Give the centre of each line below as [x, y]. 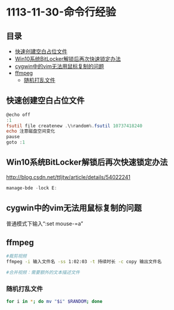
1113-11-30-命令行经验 [61, 12]
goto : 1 [16, 143]
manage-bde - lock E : [32, 188]
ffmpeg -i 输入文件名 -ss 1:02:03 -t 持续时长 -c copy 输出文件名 [84, 262]
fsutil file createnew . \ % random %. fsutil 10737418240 [74, 126]
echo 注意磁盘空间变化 [31, 131]
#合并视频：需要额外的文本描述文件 [43, 273]
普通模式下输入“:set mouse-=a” [45, 223]
